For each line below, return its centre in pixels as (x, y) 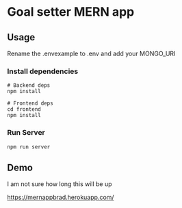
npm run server (29, 147)
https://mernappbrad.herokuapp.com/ (61, 197)
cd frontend (24, 109)
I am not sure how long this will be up (60, 184)
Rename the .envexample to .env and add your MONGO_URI (91, 53)
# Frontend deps (30, 103)
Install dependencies (43, 71)
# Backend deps (29, 86)
